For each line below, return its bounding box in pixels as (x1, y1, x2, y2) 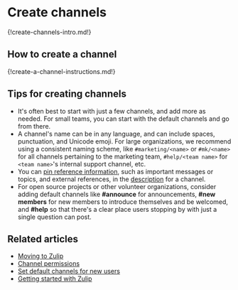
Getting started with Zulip (17, 274, 92, 283)
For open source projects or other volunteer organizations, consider (17, 182, 217, 190)
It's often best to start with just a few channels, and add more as (17, 107, 206, 115)
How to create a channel (7, 48, 117, 60)
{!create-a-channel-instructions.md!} (7, 67, 116, 75)
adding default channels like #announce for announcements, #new (17, 190, 216, 198)
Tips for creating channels (7, 88, 126, 100)
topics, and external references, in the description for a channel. (17, 175, 206, 183)
